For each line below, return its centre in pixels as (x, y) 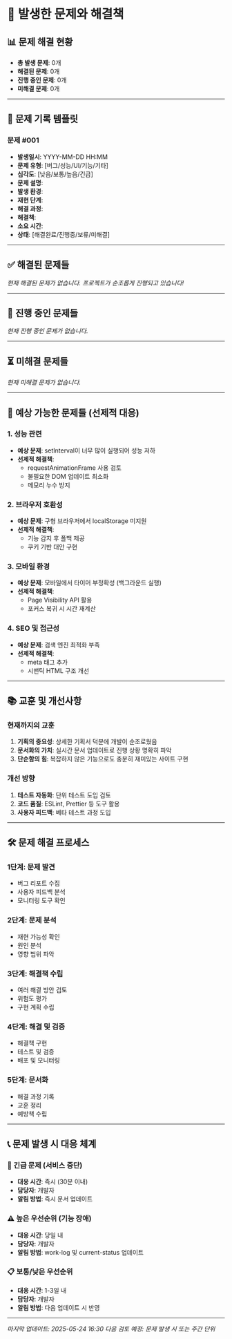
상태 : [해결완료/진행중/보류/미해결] (64, 234)
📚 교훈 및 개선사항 (45, 701)
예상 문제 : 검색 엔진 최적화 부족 (58, 645)
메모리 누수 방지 (49, 485)
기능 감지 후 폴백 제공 (56, 538)
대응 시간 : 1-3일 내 (42, 1290)
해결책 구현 (32, 1043)
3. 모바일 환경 (29, 567)
